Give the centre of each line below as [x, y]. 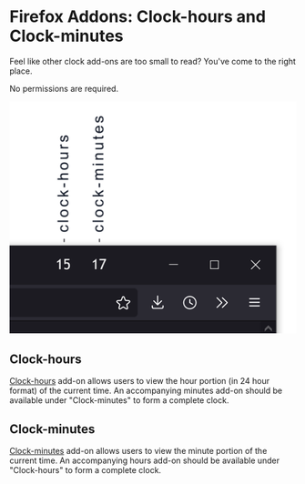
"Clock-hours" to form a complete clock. [86, 470]
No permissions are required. [64, 88]
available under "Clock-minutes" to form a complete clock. [119, 400]
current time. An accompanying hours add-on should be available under [145, 460]
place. [21, 71]
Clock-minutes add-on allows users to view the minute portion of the [138, 451]
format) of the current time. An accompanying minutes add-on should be [146, 391]
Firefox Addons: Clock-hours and [138, 17]
